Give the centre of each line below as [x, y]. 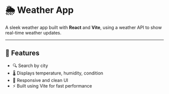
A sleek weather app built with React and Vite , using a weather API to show [83, 27]
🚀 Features [22, 53]
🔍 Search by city [30, 65]
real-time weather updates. [33, 32]
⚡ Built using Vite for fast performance [52, 85]
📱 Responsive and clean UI [40, 80]
